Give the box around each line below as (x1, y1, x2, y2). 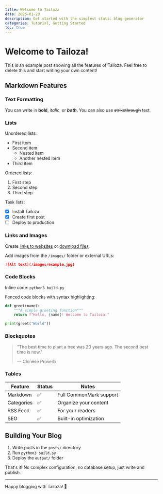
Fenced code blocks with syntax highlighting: (5, 294, 96, 300)
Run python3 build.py (12, 450, 56, 456)
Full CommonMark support (57, 391, 118, 398)
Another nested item (19, 155, 61, 161)
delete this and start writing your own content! (5, 68, 98, 73)
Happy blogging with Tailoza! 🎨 (5, 483, 67, 489)
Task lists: (5, 199, 25, 205)
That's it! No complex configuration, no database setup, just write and (5, 464, 145, 470)
